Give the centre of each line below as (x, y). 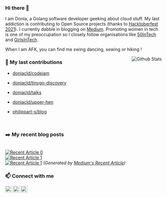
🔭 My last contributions (34, 63)
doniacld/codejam (31, 73)
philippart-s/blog (30, 112)
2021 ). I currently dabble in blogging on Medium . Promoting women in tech (82, 29)
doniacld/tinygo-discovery (39, 83)
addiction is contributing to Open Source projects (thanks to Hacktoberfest (82, 24)
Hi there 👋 (17, 8)
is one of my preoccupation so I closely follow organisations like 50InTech (81, 35)
